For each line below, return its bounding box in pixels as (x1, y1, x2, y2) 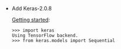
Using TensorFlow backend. (11, 33, 79, 38)
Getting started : (11, 16, 50, 23)
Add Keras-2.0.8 (11, 5, 52, 12)
